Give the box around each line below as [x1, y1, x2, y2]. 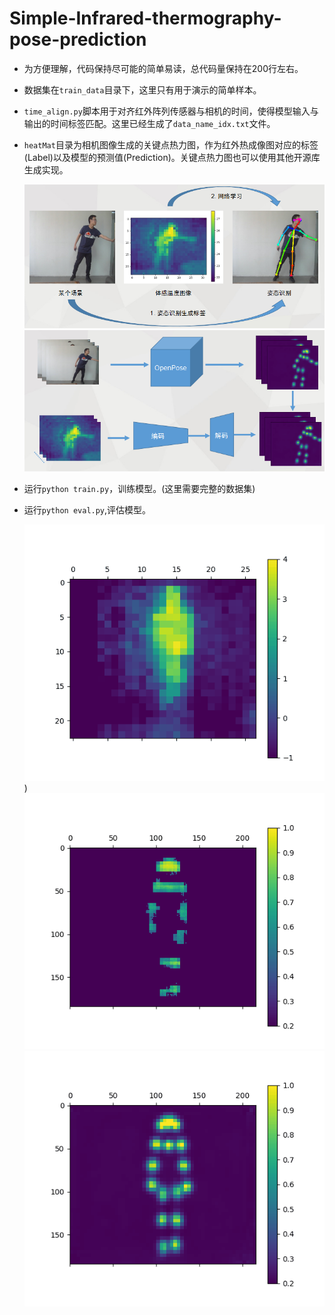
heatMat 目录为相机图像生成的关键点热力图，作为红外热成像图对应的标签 [23, 138, 319, 151]
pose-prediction [9, 28, 147, 51]
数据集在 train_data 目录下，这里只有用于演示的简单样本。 [23, 83, 262, 96]
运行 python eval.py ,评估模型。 [23, 504, 152, 516]
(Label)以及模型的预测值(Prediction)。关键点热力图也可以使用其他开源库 [23, 151, 321, 163]
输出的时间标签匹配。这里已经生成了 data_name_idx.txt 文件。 [23, 117, 276, 129]
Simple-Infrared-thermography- [9, 7, 282, 30]
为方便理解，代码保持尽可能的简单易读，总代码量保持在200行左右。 [23, 62, 304, 74]
